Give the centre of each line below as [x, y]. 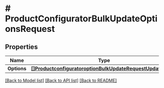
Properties [21, 47]
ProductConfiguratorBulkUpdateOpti [81, 19]
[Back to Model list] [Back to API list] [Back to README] [61, 81]
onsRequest [30, 29]
